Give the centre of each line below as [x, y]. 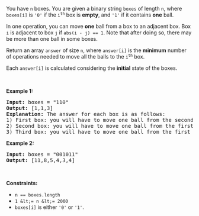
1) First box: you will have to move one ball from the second [100, 120]
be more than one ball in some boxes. [52, 39]
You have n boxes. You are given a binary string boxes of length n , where [94, 9]
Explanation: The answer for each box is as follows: [86, 114]
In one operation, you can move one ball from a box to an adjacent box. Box [99, 26]
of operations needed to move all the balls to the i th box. [76, 57]
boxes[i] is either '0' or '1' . [49, 207]
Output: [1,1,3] [30, 108]
